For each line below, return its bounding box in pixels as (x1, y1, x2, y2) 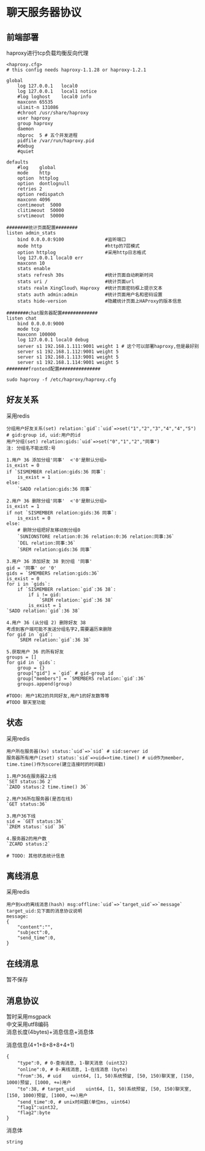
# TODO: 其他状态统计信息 (6, 853, 65, 859)
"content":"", (17, 924, 53, 930)
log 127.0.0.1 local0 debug (17, 337, 89, 343)
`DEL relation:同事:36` (17, 540, 76, 546)
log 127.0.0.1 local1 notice (17, 88, 97, 94)
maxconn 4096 (17, 197, 51, 203)
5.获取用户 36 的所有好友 (6, 649, 64, 655)
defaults (6, 159, 29, 165)
